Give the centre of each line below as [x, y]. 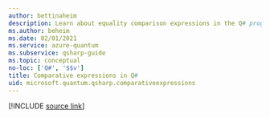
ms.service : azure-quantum [53, 46]
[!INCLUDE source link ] [47, 106]
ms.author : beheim [39, 31]
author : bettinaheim [43, 16]
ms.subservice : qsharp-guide [57, 53]
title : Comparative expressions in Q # [73, 75]
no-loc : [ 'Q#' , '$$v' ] [46, 68]
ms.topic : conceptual [45, 61]
